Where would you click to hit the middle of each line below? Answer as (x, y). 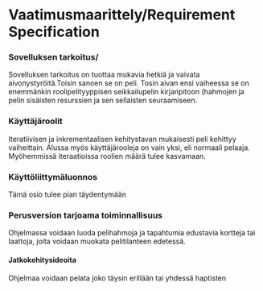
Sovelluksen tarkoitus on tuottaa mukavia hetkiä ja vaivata (104, 75)
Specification (54, 32)
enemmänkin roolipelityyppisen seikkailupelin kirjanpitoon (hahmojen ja (127, 92)
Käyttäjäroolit (35, 121)
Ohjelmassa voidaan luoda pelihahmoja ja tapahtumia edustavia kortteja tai (132, 233)
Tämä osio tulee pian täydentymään (68, 194)
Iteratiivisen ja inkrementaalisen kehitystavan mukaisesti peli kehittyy (123, 139)
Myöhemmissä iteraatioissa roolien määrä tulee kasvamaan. (107, 156)
